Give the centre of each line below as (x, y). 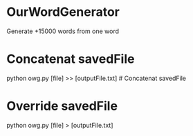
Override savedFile (62, 106)
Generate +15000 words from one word (63, 31)
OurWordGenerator (63, 12)
